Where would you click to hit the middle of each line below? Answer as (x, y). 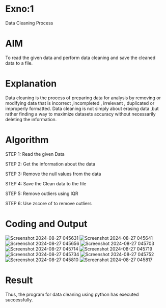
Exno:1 (20, 9)
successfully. (19, 300)
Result (19, 280)
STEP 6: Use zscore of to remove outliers (48, 203)
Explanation (31, 84)
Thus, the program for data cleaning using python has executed (72, 294)
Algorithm (27, 140)
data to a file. (19, 63)
